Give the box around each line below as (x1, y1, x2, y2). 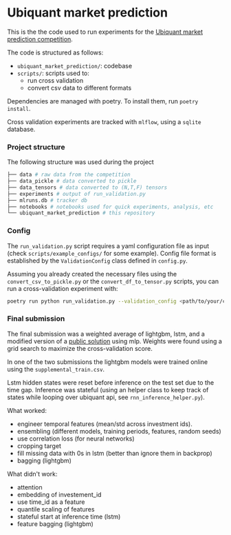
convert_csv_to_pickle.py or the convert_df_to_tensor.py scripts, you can (7, 277, 219, 285)
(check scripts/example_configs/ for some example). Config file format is (7, 249, 217, 257)
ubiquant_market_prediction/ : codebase (16, 61, 133, 70)
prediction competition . (7, 34, 74, 43)
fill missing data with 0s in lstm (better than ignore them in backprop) (16, 449, 213, 457)
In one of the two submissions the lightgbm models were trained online (7, 357, 208, 366)
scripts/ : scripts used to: (16, 69, 89, 77)
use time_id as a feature (16, 498, 85, 506)
